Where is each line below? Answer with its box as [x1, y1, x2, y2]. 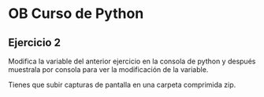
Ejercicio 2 [8, 36, 61, 49]
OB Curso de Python [8, 5, 144, 23]
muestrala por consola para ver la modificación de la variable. [8, 65, 209, 74]
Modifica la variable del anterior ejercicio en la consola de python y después [8, 56, 256, 66]
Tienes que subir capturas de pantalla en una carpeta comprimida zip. [8, 80, 236, 89]
